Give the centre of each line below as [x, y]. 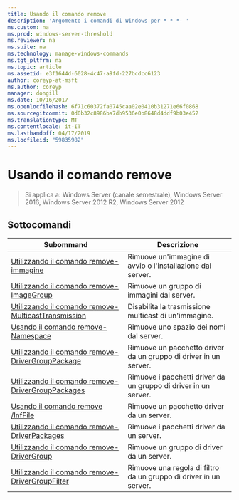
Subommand [66, 245]
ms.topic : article [34, 67]
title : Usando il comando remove [57, 14]
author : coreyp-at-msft [43, 80]
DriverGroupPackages [48, 390]
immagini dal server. [161, 295]
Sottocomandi [39, 225]
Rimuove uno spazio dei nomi [177, 327]
